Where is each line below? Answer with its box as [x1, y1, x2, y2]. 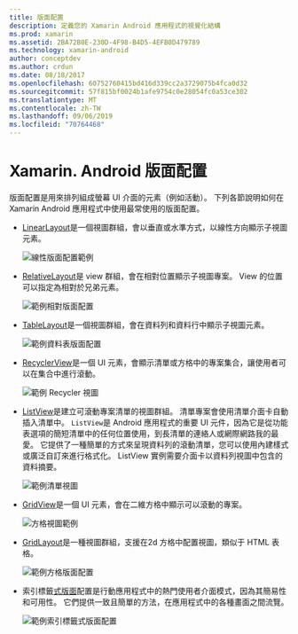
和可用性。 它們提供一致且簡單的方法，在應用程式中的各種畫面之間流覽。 [21, 596, 289, 607]
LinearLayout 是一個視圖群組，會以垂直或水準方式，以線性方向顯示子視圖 [21, 222, 288, 232]
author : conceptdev [9, 54, 82, 63]
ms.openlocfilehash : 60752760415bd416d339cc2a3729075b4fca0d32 [9, 79, 248, 88]
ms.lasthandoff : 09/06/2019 [9, 112, 114, 121]
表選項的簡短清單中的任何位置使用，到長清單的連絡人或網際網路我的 [21, 427, 271, 439]
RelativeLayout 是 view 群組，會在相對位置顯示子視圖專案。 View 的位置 [21, 270, 283, 281]
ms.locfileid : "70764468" [9, 121, 105, 129]
